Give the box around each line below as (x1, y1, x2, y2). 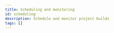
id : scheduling (5, 12, 36, 16)
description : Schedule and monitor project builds (5, 16, 110, 21)
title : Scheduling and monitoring (5, 7, 75, 12)
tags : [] (5, 20, 23, 26)
